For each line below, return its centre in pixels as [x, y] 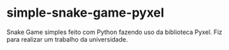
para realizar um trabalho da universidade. [67, 39]
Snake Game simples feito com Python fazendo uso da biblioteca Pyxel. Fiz [114, 32]
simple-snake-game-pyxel [85, 13]
